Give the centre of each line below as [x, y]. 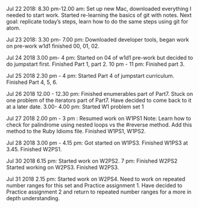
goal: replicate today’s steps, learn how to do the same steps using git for [97, 21]
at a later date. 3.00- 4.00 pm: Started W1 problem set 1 [75, 107]
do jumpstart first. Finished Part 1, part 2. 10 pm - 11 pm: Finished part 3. [96, 64]
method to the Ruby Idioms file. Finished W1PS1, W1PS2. [76, 131]
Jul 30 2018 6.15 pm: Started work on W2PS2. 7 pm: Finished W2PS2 [92, 161]
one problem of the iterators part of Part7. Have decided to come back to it [99, 100]
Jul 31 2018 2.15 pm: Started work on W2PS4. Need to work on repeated [96, 179]
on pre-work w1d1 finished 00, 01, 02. [53, 46]
